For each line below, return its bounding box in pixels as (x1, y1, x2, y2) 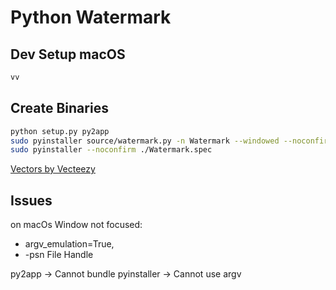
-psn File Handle (24, 249, 94, 261)
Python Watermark (10, 6, 172, 29)
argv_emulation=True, (24, 238, 115, 250)
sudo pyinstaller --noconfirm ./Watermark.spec (10, 145, 213, 155)
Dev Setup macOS (10, 46, 126, 63)
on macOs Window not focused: (10, 219, 143, 231)
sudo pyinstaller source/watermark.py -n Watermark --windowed (10, 136, 280, 146)
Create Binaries (10, 100, 109, 117)
